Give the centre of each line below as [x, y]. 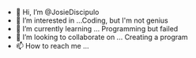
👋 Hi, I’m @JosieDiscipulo [57, 12]
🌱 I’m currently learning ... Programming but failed [97, 29]
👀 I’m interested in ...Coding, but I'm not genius [92, 20]
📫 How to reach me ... [52, 46]
